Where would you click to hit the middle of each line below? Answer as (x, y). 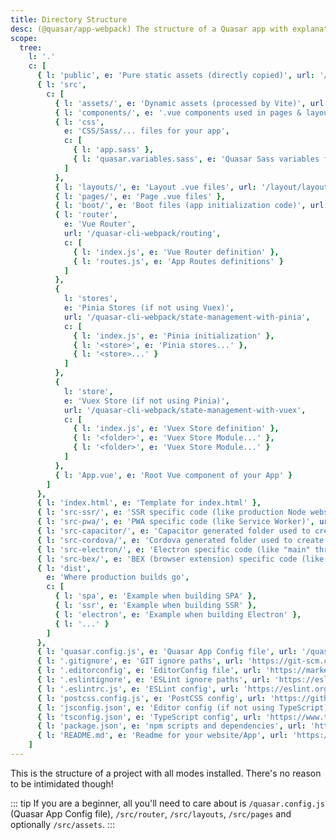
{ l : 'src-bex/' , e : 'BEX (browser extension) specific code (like (180, 559)
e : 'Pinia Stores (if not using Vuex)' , (149, 308)
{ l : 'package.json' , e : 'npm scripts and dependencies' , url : (171, 726)
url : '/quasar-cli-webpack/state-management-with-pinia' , (187, 317)
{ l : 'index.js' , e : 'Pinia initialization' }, (174, 336)
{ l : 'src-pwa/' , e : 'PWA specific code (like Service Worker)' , (175, 522)
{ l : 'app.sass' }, (114, 150)
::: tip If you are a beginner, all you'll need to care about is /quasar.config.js (168, 803)
